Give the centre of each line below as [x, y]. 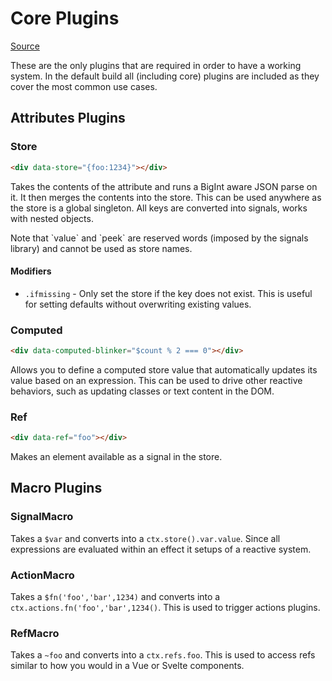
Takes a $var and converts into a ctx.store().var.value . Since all [145, 538]
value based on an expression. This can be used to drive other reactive [156, 380]
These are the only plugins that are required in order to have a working [156, 65]
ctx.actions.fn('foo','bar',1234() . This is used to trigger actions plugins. [165, 608]
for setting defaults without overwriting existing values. [138, 304]
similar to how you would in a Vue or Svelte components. [127, 666]
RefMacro [35, 633]
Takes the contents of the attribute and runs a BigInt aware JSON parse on [164, 186]
